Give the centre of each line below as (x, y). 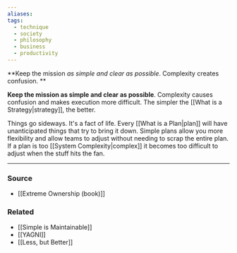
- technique (31, 27)
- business (30, 47)
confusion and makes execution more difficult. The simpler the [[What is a (115, 102)
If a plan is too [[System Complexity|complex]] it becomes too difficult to (113, 146)
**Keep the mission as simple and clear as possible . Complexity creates (113, 73)
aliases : (20, 14)
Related (21, 212)
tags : (15, 20)
